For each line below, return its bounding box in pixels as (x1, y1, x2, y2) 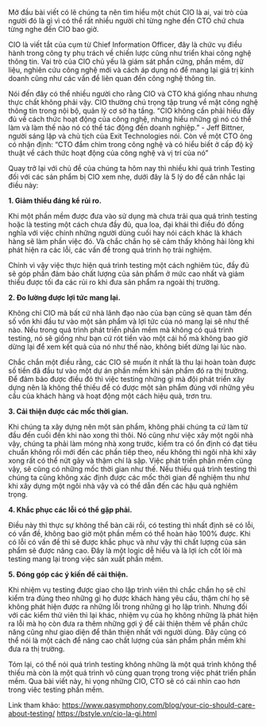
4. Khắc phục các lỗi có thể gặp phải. (8, 505, 133, 514)
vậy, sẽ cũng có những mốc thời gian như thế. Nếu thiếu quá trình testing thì (8, 464, 257, 473)
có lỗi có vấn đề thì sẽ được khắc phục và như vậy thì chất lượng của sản (8, 538, 247, 546)
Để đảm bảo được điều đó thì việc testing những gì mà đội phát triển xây (8, 375, 245, 383)
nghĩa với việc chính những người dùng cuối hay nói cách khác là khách (8, 228, 242, 238)
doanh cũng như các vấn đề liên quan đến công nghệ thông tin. (8, 74, 216, 83)
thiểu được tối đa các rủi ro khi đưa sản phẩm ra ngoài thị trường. (8, 278, 221, 286)
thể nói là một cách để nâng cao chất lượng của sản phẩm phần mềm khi (8, 636, 246, 645)
